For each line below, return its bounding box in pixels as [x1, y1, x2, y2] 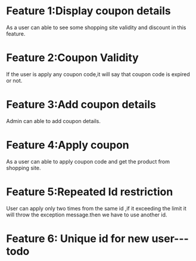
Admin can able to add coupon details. [6, 117, 101, 124]
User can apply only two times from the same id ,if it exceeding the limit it [6, 205, 186, 212]
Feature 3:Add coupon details [6, 98, 156, 111]
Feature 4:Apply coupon [6, 139, 129, 152]
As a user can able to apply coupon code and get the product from [6, 158, 170, 165]
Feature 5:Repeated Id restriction [6, 185, 173, 199]
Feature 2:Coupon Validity [6, 51, 139, 65]
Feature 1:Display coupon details [6, 4, 171, 18]
